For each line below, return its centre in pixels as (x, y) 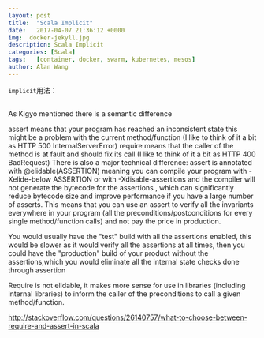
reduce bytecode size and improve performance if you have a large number (131, 196)
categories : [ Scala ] (42, 52)
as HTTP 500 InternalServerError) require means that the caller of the (121, 146)
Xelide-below (30, 179)
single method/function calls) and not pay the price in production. (115, 221)
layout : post (30, 15)
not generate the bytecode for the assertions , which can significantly (121, 188)
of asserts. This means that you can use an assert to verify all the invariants (131, 205)
